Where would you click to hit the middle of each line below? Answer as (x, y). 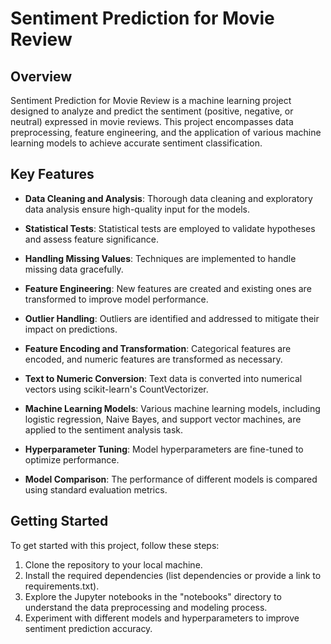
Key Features (52, 174)
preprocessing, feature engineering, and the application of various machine (166, 132)
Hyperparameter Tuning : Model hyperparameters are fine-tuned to (164, 449)
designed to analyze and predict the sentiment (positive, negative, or (152, 111)
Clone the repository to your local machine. (113, 564)
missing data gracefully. (74, 269)
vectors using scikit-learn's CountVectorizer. (116, 389)
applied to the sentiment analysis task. (104, 429)
